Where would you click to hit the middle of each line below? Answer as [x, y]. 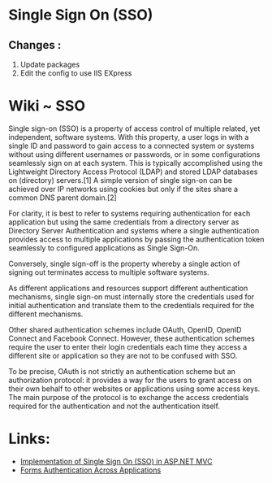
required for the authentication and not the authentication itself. [114, 406]
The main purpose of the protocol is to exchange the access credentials [129, 397]
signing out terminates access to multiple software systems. [109, 272]
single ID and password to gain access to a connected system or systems [132, 146]
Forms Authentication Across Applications [91, 470]
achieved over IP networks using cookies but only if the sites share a [123, 189]
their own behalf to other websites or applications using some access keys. [134, 389]
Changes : [35, 45]
